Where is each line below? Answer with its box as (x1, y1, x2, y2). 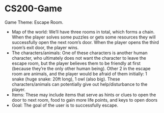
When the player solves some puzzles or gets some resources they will (11, 34, 156, 40)
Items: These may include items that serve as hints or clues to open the (11, 92, 157, 98)
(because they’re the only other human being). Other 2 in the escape (11, 65, 151, 72)
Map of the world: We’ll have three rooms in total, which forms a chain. (11, 29, 155, 35)
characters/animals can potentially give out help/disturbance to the (11, 81, 148, 87)
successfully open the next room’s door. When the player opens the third (11, 39, 159, 45)
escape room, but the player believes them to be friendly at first (11, 60, 141, 66)
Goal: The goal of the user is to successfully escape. (11, 102, 118, 108)
